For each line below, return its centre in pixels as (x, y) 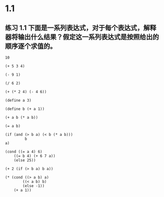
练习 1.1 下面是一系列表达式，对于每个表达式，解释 (81, 28)
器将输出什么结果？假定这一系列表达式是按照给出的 (82, 37)
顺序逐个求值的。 (31, 46)
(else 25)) (25, 160)
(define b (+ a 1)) (25, 109)
